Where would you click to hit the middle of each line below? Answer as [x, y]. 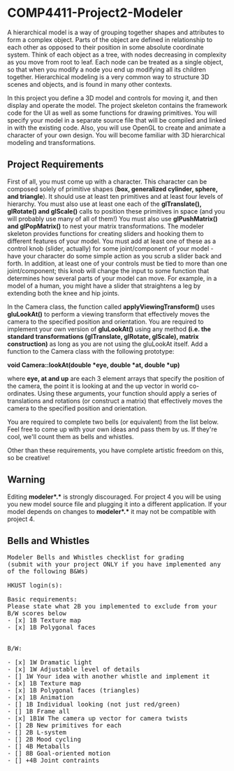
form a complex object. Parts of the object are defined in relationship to [110, 39]
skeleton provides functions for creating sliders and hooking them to [105, 233]
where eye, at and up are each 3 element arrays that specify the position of [116, 378]
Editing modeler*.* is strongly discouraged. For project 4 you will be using [114, 496]
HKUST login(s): [35, 585]
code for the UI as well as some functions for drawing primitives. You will [112, 113]
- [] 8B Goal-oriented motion [59, 753]
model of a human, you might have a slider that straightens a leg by [104, 286]
